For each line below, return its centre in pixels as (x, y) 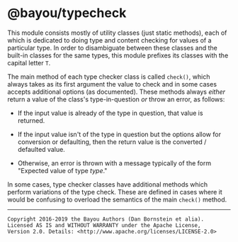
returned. (31, 120)
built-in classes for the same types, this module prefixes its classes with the (118, 55)
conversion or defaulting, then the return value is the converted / (112, 142)
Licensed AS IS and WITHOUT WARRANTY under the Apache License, (104, 225)
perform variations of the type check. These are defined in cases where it (115, 192)
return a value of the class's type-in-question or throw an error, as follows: (116, 99)
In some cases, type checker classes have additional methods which (107, 184)
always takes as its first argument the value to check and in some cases (112, 84)
